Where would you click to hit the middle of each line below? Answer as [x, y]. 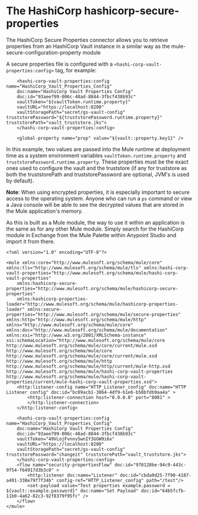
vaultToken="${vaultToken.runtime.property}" [74, 102]
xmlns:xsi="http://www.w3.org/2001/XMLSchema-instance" [76, 335]
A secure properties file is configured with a [60, 64]
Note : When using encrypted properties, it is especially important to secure [98, 192]
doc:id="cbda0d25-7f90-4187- [156, 475]
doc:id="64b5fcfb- [163, 491]
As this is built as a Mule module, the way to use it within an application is [95, 222]
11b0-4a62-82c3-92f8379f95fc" [43, 496]
